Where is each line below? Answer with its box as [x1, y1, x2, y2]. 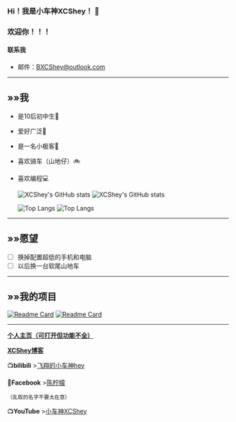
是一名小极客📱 [17, 142, 59, 150]
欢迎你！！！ [7, 27, 51, 37]
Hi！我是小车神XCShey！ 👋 [7, 6, 100, 15]
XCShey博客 [7, 346, 44, 354]
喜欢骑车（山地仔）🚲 [17, 156, 81, 165]
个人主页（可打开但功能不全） [7, 331, 93, 340]
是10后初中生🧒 [17, 111, 60, 120]
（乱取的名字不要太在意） [7, 393, 70, 401]
